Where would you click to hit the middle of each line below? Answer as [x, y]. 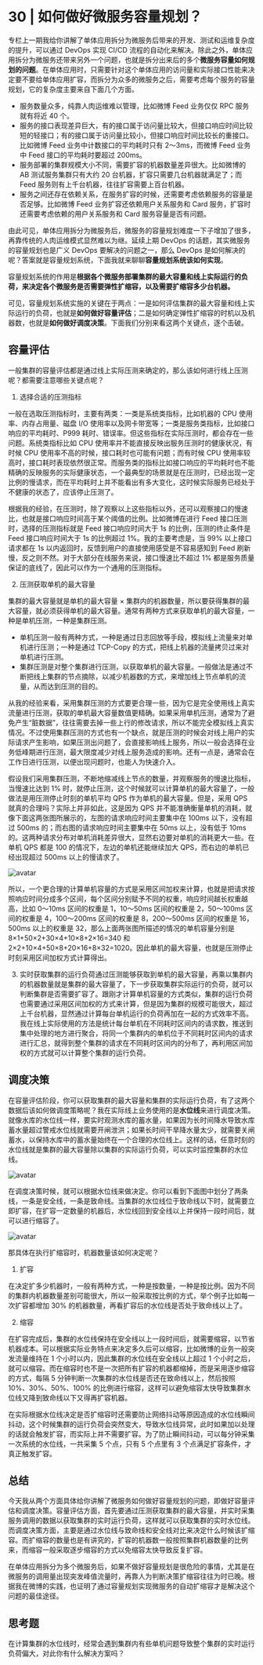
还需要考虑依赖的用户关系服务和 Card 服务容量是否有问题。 [115, 214]
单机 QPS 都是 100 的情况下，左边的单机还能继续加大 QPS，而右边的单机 [125, 847]
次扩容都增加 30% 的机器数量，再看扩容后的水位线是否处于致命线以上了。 [128, 1305]
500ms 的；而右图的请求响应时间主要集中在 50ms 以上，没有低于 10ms [131, 827]
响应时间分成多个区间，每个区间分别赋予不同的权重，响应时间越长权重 [128, 898]
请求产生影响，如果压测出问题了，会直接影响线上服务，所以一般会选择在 [131, 742]
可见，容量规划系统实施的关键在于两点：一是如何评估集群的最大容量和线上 [128, 303]
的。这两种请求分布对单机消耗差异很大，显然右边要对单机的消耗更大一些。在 [131, 837]
